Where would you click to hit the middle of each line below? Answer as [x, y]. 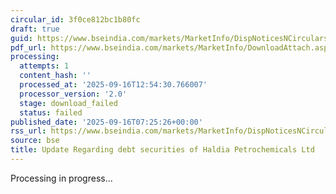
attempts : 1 [44, 66]
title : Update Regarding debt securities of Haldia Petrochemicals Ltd [162, 150]
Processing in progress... [61, 178]
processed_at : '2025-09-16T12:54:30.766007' [113, 85]
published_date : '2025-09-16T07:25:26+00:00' [106, 122]
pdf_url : [28, 47]
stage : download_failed [68, 103]
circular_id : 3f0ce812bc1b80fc [75, 19]
